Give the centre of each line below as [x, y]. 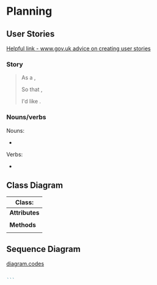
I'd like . [31, 102]
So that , [32, 89]
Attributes [24, 213]
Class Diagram [35, 185]
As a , [28, 78]
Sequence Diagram [43, 249]
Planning [29, 11]
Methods [23, 225]
